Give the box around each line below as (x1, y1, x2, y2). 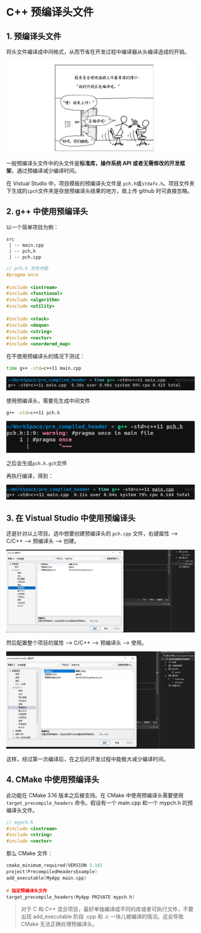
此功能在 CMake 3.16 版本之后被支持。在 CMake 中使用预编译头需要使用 (6, 791, 184, 799)
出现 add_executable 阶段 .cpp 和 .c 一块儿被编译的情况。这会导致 (20, 913, 184, 920)
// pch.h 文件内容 (6, 265, 48, 271)
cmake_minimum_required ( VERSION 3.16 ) (6, 862, 103, 868)
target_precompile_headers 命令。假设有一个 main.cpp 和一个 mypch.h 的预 (6, 799, 193, 806)
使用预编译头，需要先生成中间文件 (6, 397, 90, 404)
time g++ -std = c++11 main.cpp (6, 366, 82, 372)
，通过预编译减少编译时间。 (11, 167, 80, 174)
